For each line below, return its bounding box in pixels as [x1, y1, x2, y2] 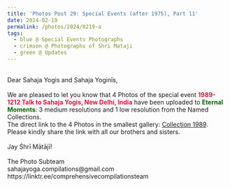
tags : [7, 29, 23, 37]
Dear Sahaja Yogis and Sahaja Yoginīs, [7, 75, 118, 84]
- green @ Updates [13, 50, 68, 57]
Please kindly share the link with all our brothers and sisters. [7, 127, 180, 136]
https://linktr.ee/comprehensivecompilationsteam [7, 172, 149, 180]
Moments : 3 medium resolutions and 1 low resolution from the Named [7, 105, 208, 114]
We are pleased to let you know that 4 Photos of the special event [7, 90, 197, 98]
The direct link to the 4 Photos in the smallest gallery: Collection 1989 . [7, 120, 208, 128]
